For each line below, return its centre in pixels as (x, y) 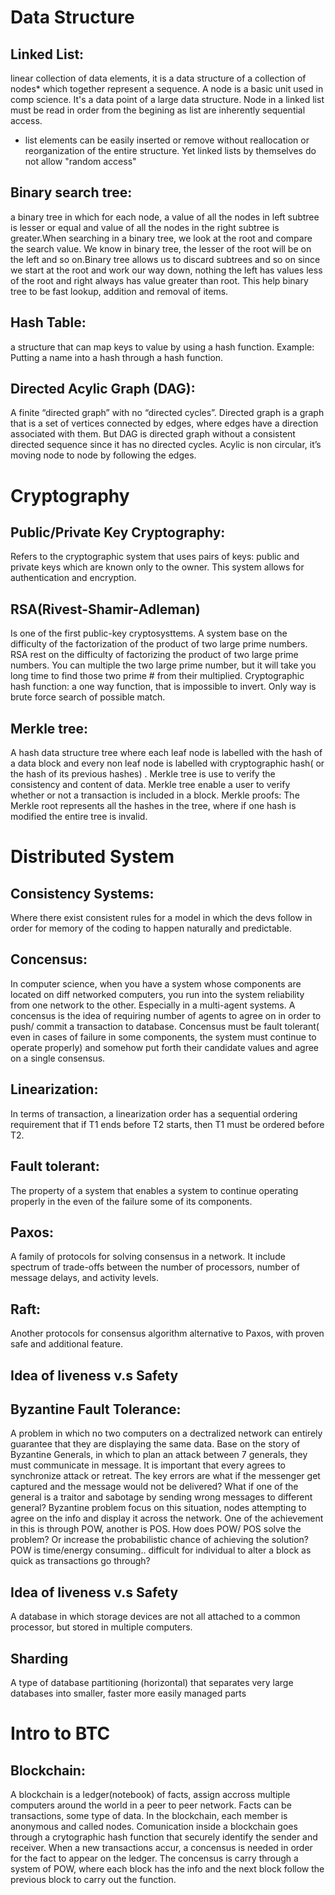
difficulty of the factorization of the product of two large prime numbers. (159, 644)
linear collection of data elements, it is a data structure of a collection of (158, 78)
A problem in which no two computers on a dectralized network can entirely (166, 1433)
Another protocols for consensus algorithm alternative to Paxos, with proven (167, 1333)
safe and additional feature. (67, 1344)
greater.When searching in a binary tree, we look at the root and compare (161, 238)
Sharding (39, 1658)
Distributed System (92, 857)
